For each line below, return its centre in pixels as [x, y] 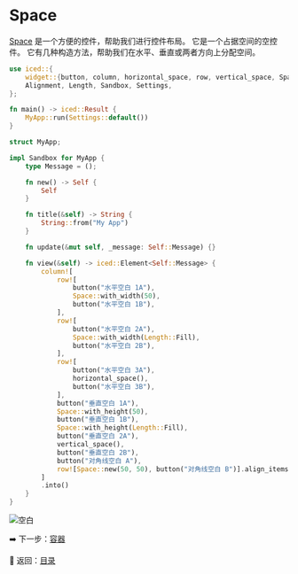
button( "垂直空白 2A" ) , [98, 436]
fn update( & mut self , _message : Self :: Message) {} [121, 247]
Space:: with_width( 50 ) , [117, 296]
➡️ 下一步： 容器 [37, 539]
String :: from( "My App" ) [85, 223]
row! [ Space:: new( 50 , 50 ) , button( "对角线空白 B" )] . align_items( [174, 469]
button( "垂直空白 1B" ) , [98, 420]
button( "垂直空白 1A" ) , [98, 403]
